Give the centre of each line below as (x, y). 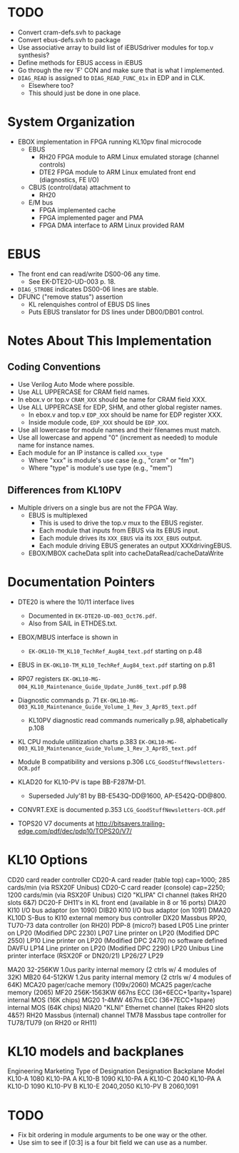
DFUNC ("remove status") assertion (70, 297)
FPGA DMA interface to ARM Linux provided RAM (112, 225)
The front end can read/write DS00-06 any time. (89, 274)
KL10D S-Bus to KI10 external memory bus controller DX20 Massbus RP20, (117, 917)
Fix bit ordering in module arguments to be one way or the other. (112, 1135)
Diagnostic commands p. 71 (58, 700)
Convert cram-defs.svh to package (69, 32)
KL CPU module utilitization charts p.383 (77, 741)
